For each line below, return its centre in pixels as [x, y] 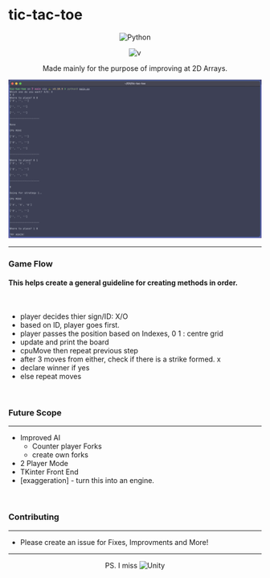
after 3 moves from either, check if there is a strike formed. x [120, 359]
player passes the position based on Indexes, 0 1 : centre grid [121, 334]
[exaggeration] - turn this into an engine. [87, 481]
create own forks [60, 455]
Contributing [34, 517]
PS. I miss [121, 565]
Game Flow [31, 263]
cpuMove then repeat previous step [79, 351]
